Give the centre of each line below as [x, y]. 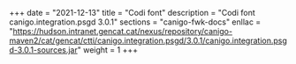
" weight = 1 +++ [108, 50]
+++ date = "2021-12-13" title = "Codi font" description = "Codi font [133, 13]
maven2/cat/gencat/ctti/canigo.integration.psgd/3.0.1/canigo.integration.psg [148, 40]
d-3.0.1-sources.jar [43, 50]
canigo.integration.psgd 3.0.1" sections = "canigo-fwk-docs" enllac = [135, 22]
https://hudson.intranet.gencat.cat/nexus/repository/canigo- [122, 31]
